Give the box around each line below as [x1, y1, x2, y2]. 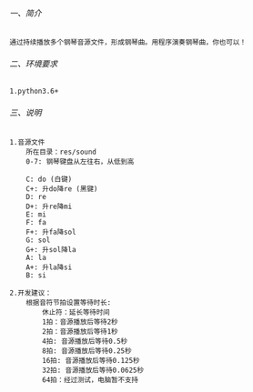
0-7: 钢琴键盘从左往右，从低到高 [25, 156, 135, 166]
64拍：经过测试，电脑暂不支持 [42, 375, 139, 385]
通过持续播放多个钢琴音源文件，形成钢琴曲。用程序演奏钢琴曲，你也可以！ [9, 38, 248, 47]
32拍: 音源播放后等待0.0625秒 [42, 366, 144, 375]
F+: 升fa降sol [25, 227, 76, 236]
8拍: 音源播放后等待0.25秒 [42, 346, 132, 356]
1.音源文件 [9, 137, 46, 146]
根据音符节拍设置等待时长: [25, 297, 112, 307]
